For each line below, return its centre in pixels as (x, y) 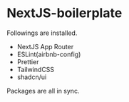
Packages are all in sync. (43, 91)
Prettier (28, 61)
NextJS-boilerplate (64, 13)
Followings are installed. (42, 33)
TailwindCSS (36, 69)
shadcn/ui (32, 77)
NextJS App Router (45, 46)
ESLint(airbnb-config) (49, 54)
